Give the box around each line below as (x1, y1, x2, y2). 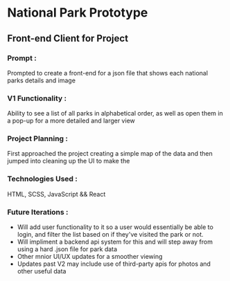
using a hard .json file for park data (17, 245, 118, 253)
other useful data (17, 267, 67, 275)
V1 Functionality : (7, 93, 67, 103)
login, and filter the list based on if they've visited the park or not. (17, 230, 204, 239)
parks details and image (7, 76, 76, 84)
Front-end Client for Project (7, 33, 129, 44)
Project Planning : (7, 134, 68, 143)
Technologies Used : (7, 174, 78, 184)
